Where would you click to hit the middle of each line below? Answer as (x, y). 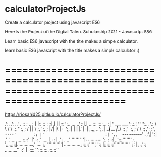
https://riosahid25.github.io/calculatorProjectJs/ (53, 114)
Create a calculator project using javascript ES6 (53, 22)
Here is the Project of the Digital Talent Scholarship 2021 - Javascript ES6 (79, 31)
